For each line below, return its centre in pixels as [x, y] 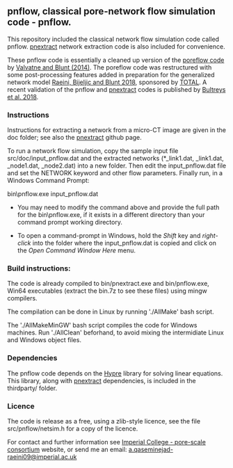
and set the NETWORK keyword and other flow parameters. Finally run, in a [115, 173]
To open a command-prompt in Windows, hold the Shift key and [109, 236]
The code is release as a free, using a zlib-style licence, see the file [104, 421]
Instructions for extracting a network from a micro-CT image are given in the [116, 130]
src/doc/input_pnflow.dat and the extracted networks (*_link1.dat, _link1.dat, [115, 159]
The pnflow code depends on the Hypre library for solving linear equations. [115, 373]
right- [210, 236]
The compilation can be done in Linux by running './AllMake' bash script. [111, 312]
